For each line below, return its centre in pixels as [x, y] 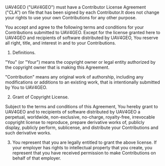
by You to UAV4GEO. [26, 87]
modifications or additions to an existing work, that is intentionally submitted [83, 82]
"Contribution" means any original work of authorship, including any [74, 77]
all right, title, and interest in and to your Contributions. [61, 43]
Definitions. [24, 52]
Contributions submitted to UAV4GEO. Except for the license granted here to [83, 32]
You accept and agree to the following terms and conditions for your [75, 27]
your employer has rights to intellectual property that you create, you [82, 147]
